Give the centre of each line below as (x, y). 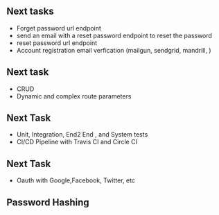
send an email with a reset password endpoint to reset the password (114, 35)
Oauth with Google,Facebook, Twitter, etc (76, 180)
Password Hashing (48, 202)
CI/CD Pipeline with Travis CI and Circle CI (77, 142)
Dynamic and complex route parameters (74, 96)
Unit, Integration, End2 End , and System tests (82, 135)
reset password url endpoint (57, 43)
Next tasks (30, 11)
